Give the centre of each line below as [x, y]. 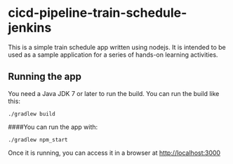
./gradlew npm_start [38, 139]
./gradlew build [32, 114]
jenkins [30, 28]
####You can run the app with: [53, 127]
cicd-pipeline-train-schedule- [98, 13]
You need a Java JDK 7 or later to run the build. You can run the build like [114, 93]
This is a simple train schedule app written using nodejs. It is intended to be [117, 47]
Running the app [45, 77]
